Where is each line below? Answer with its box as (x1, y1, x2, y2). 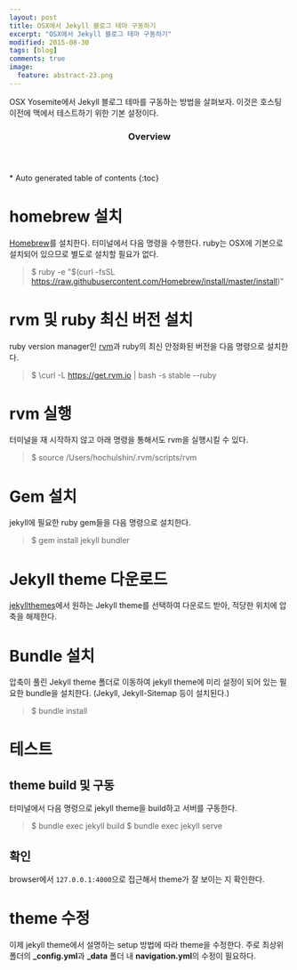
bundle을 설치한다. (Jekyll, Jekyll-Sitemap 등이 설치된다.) (25, 688, 229, 699)
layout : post (9, 12, 58, 22)
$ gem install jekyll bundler (30, 535, 131, 546)
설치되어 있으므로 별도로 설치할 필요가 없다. (9, 248, 159, 259)
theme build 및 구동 (9, 777, 115, 792)
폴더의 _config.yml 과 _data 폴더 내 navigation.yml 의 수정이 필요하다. (9, 950, 256, 961)
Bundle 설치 (9, 645, 95, 666)
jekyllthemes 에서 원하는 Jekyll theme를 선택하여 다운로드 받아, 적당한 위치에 (9, 600, 277, 611)
